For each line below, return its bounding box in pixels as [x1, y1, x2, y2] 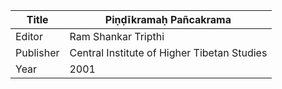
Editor [15, 30, 43, 43]
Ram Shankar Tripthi [69, 30, 165, 43]
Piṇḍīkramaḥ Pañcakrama [104, 13, 232, 26]
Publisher [15, 46, 60, 59]
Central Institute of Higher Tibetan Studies [69, 46, 268, 59]
